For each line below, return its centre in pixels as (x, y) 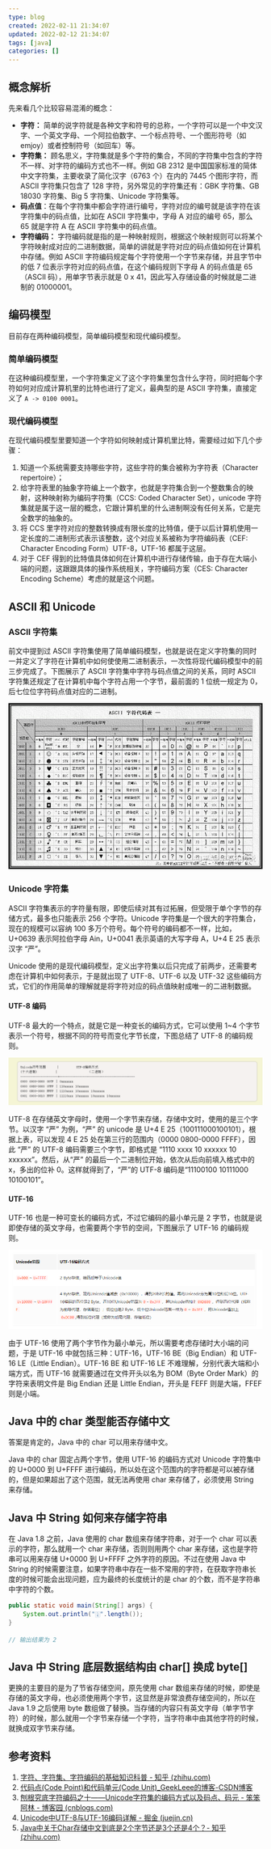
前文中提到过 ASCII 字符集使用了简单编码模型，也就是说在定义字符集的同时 (133, 651)
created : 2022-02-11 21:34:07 (59, 25)
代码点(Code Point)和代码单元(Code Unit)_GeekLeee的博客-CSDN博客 (136, 1788)
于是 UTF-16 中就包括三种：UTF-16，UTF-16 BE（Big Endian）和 (130, 1353)
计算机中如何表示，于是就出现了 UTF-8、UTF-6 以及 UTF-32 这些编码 (139, 975)
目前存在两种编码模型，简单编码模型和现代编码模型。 (97, 336)
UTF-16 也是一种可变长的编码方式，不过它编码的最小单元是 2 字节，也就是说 (135, 1218)
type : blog (27, 17)
